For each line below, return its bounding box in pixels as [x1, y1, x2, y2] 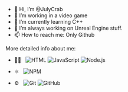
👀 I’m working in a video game [14, 12, 88, 19]
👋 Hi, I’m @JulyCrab [14, 6, 63, 12]
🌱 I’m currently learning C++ [14, 18, 83, 25]
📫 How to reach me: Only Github [14, 31, 95, 38]
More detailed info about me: [5, 45, 76, 52]
